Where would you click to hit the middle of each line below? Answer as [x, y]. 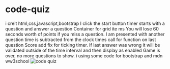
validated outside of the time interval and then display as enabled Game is [83, 50]
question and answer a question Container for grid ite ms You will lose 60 [82, 28]
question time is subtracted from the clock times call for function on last [81, 40]
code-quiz [27, 9]
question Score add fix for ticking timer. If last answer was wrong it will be [83, 45]
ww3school [17, 61]
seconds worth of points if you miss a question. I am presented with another [85, 34]
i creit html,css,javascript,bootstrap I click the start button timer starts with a [85, 23]
